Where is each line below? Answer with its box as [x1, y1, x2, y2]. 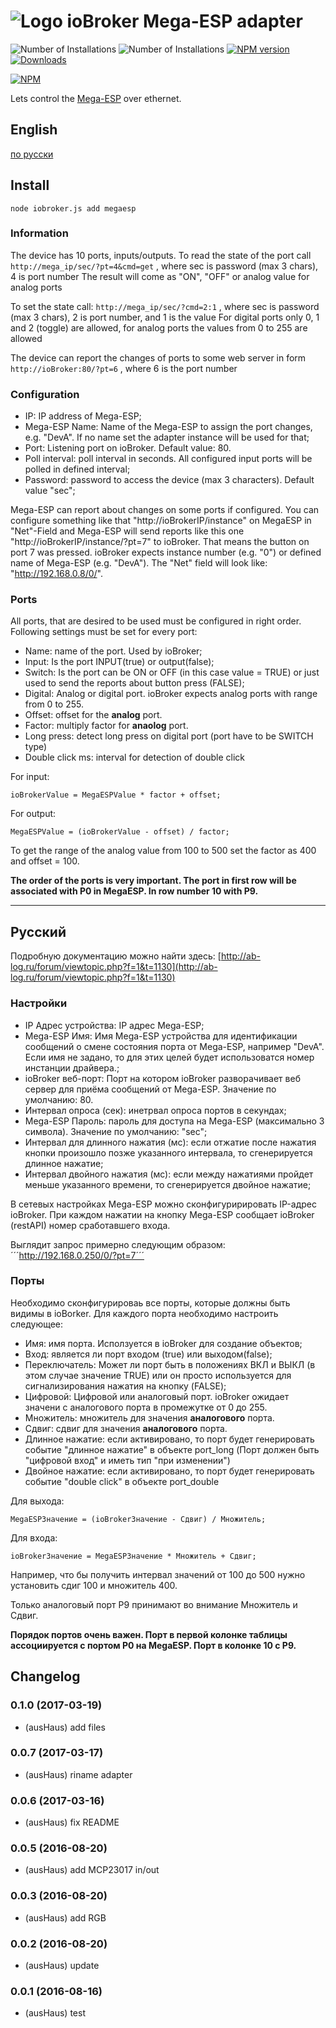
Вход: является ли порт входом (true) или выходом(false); [24, 1348, 273, 1360]
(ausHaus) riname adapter [24, 1768, 133, 1780]
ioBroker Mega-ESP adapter [66, 10, 303, 33]
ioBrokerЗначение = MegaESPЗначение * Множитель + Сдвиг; [10, 1551, 257, 1561]
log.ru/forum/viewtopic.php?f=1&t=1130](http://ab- [10, 961, 218, 973]
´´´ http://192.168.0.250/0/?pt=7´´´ [10, 1249, 145, 1261]
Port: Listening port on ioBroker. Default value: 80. [24, 442, 232, 454]
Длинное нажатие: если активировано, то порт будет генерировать [24, 1433, 315, 1445]
